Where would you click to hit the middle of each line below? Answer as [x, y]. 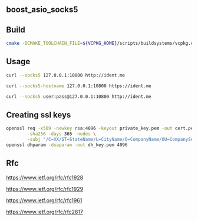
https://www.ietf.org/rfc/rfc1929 [45, 189]
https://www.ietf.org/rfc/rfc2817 [45, 212]
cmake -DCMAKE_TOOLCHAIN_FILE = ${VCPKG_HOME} [62, 44]
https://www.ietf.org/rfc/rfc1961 [44, 200]
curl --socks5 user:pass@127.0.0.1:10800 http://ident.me [79, 97]
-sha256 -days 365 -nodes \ [62, 134]
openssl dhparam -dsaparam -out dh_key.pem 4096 [67, 145]
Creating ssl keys [39, 115]
